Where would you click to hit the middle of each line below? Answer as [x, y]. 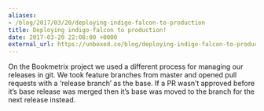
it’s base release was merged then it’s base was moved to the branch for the [132, 91]
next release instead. [42, 100]
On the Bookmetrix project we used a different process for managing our [126, 66]
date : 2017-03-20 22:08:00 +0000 [63, 37]
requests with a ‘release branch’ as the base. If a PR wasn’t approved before [132, 84]
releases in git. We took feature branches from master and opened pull [123, 75]
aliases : [22, 15]
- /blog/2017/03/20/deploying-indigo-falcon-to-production [107, 23]
